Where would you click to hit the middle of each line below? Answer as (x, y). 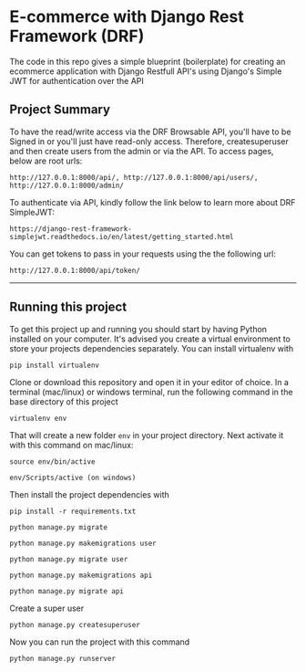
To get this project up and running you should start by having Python (138, 329)
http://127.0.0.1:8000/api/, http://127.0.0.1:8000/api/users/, (134, 177)
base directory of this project (64, 401)
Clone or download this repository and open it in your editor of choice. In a (149, 382)
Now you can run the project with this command (100, 642)
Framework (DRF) (77, 36)
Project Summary (60, 110)
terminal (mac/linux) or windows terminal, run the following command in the (151, 392)
